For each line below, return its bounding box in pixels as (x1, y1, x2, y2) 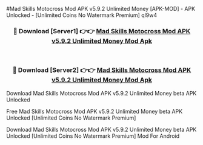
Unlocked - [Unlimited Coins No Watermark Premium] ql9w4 (6, 11, 158, 19)
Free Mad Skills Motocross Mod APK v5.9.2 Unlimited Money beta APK (6, 108, 183, 115)
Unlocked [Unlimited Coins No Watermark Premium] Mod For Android (6, 132, 180, 140)
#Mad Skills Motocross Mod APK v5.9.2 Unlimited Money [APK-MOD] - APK (6, 5, 196, 12)
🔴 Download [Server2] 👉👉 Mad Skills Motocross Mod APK (12, 66, 191, 74)
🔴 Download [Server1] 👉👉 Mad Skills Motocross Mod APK (13, 27, 191, 35)
